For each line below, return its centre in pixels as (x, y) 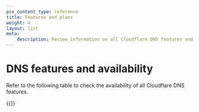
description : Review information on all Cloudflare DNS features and (105, 39)
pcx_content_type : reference (42, 12)
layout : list (22, 28)
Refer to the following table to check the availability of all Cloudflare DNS (95, 85)
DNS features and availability (80, 69)
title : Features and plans (40, 17)
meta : (13, 34)
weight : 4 (18, 23)
